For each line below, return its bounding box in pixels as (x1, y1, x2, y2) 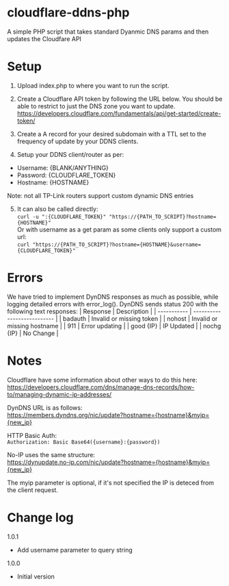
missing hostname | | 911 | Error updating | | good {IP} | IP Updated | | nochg (7, 321, 221, 330)
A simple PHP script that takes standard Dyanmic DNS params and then (7, 27, 209, 36)
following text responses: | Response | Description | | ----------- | (7, 307, 192, 315)
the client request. (7, 485, 58, 494)
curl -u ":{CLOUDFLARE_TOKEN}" (16, 213, 107, 220)
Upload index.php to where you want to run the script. (16, 81, 170, 90)
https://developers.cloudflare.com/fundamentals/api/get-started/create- (16, 109, 221, 117)
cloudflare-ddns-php (7, 5, 130, 21)
